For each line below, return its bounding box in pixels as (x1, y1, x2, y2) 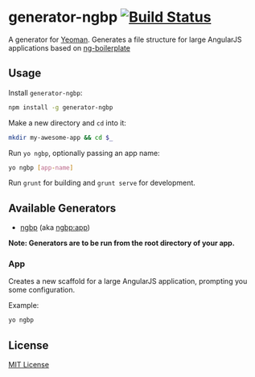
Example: (8, 301, 39, 310)
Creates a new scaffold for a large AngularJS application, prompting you (8, 277, 248, 286)
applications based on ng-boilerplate (8, 43, 131, 52)
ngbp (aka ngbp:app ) (19, 223, 91, 232)
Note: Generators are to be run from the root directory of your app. (8, 238, 235, 248)
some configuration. (8, 285, 76, 295)
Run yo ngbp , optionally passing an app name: (8, 148, 160, 158)
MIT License (8, 360, 50, 370)
